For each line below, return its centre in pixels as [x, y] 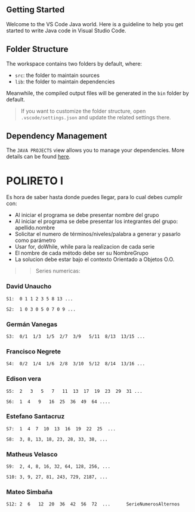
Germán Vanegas [32, 324]
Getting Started [35, 10]
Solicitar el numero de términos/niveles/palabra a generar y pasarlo [97, 234]
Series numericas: [58, 271]
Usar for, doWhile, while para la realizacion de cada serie [85, 247]
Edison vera [24, 379]
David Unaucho [29, 287]
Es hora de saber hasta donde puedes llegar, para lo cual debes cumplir [95, 197]
